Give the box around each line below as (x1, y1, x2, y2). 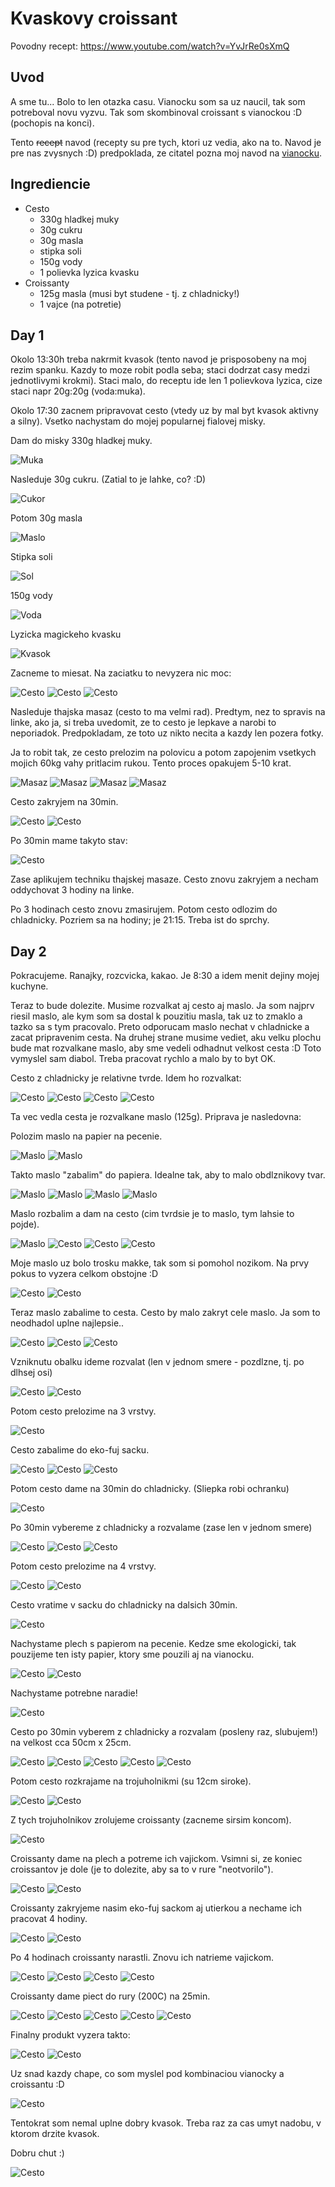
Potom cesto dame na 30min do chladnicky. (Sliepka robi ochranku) (10, 1483, 290, 1495)
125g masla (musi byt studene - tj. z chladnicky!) (39, 287, 240, 299)
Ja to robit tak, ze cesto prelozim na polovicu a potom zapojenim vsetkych (10, 747, 317, 759)
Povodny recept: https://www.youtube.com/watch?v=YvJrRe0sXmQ (10, 40, 290, 52)
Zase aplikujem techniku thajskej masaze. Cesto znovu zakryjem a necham (10, 873, 319, 886)
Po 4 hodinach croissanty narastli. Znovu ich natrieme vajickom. (10, 1952, 274, 1964)
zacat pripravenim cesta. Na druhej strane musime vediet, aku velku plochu (10, 1032, 322, 1044)
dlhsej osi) (10, 1367, 53, 1379)
